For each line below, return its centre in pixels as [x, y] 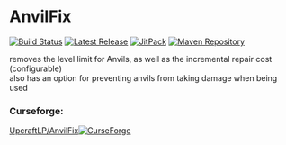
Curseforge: [36, 111]
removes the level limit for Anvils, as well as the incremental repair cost [141, 59]
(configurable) [36, 68]
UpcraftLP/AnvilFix [44, 131]
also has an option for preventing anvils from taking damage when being [143, 77]
